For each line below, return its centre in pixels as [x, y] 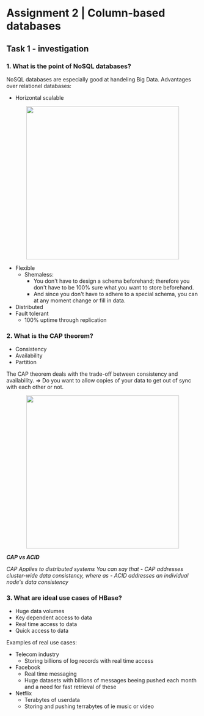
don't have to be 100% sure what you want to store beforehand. [114, 287]
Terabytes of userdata [52, 700]
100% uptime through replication [65, 320]
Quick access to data [42, 631]
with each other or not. [35, 387]
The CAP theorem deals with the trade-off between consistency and [92, 374]
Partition [26, 362]
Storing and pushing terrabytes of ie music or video [89, 706]
